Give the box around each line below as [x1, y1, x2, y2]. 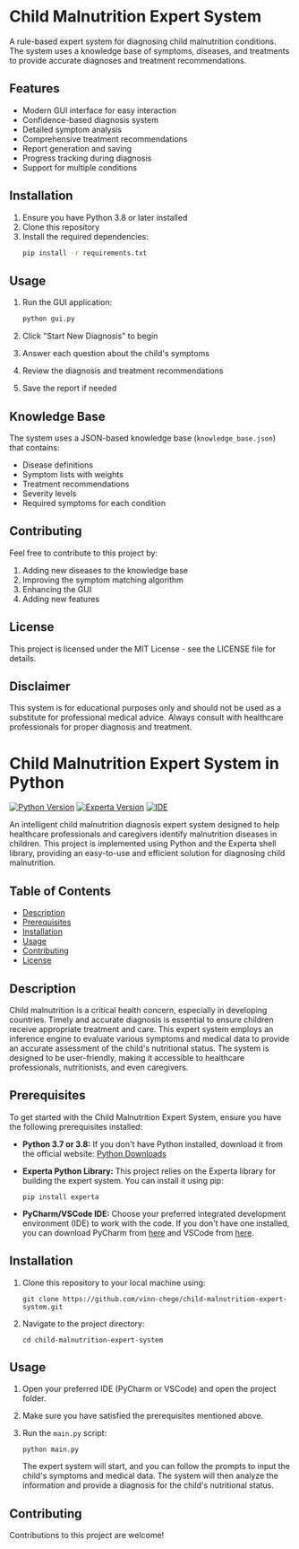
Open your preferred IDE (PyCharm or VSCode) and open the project [21, 1384, 277, 1395]
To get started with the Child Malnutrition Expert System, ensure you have [9, 1111, 282, 1123]
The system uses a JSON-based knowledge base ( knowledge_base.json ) [9, 433, 276, 443]
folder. [21, 1393, 47, 1404]
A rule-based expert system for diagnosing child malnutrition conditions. [9, 36, 277, 47]
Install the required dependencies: [21, 231, 149, 241]
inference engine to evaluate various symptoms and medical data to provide [9, 1033, 290, 1044]
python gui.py [21, 314, 75, 324]
